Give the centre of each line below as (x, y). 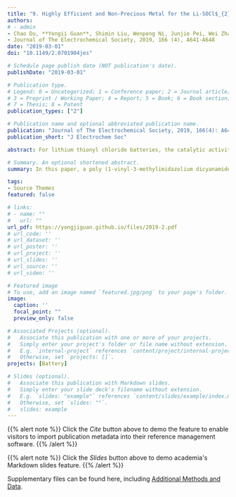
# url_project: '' (34, 253)
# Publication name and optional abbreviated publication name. (103, 124)
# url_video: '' (31, 273)
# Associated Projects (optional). (59, 331)
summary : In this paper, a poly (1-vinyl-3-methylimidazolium (100, 169)
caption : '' (31, 306)
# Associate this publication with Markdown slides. (89, 383)
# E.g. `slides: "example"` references (69, 396)
